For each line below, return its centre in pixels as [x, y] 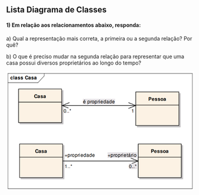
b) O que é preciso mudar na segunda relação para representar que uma [95, 56]
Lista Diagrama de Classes [57, 10]
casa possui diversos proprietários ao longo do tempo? [74, 63]
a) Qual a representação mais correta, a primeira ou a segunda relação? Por [99, 38]
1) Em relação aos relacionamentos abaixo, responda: [74, 25]
